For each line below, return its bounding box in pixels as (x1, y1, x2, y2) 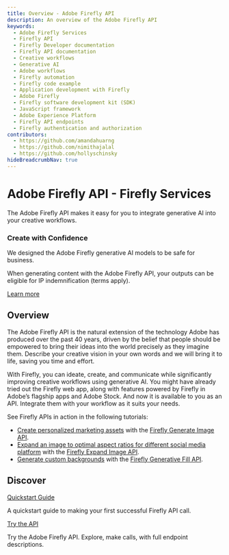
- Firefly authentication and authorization (13, 125, 142, 132)
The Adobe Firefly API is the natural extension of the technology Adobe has (7, 328, 220, 336)
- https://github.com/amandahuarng (13, 138, 115, 145)
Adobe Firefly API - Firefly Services (7, 186, 212, 201)
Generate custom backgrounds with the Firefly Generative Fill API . (16, 455, 204, 463)
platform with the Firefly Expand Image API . (16, 447, 140, 456)
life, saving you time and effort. (7, 357, 95, 365)
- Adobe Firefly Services (13, 29, 87, 36)
